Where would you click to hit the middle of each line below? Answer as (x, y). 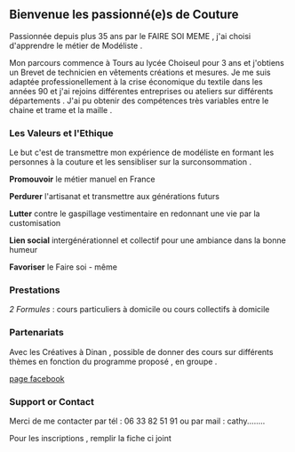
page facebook (37, 378)
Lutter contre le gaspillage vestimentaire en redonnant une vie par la (135, 214)
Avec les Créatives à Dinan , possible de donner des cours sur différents (141, 351)
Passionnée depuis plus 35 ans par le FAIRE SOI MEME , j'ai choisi (130, 36)
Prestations (35, 290)
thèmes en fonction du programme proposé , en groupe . (113, 361)
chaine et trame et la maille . (61, 109)
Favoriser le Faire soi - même (64, 267)
